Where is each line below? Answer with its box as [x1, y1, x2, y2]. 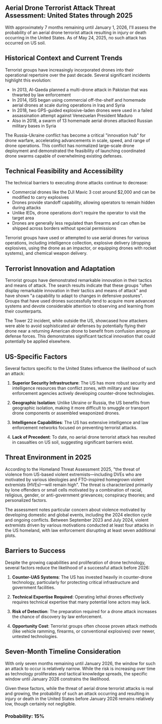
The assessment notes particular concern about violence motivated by [5, 507, 146, 512]
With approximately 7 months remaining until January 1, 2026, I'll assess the [5, 24, 156, 30]
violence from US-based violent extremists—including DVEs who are [5, 471, 142, 477]
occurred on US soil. [5, 40, 46, 46]
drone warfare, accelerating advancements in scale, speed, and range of [5, 137, 150, 143]
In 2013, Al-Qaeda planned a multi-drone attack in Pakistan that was [12, 87, 148, 92]
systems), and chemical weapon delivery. [5, 250, 88, 256]
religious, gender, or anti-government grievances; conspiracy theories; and [5, 492, 155, 498]
